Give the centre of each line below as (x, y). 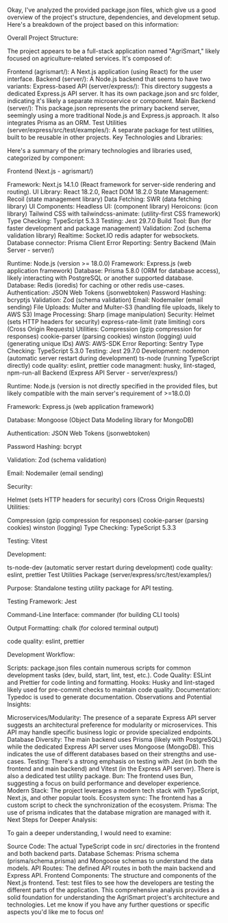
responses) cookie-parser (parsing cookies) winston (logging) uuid (102, 336)
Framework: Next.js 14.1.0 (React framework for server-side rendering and (111, 184)
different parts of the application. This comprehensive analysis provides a (111, 890)
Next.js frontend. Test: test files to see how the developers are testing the (111, 883)
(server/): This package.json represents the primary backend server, (103, 108)
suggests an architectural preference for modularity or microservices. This (112, 725)
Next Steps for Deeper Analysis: (52, 820)
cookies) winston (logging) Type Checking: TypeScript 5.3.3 (92, 527)
